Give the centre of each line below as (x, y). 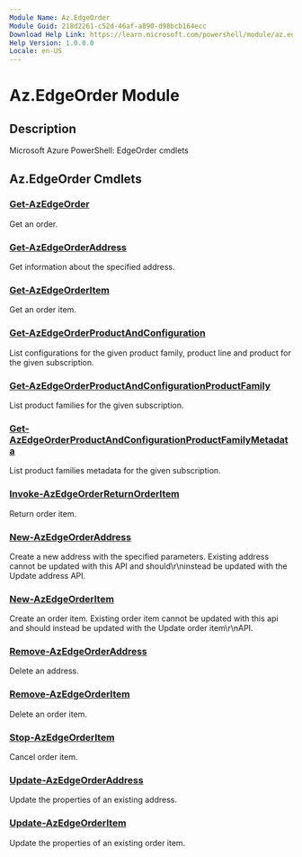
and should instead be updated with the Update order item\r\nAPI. (131, 628)
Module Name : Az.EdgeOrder (60, 18)
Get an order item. (43, 310)
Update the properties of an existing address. (93, 800)
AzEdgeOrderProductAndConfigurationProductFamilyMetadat (149, 439)
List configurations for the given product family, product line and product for (151, 353)
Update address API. (48, 575)
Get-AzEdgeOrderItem (59, 291)
